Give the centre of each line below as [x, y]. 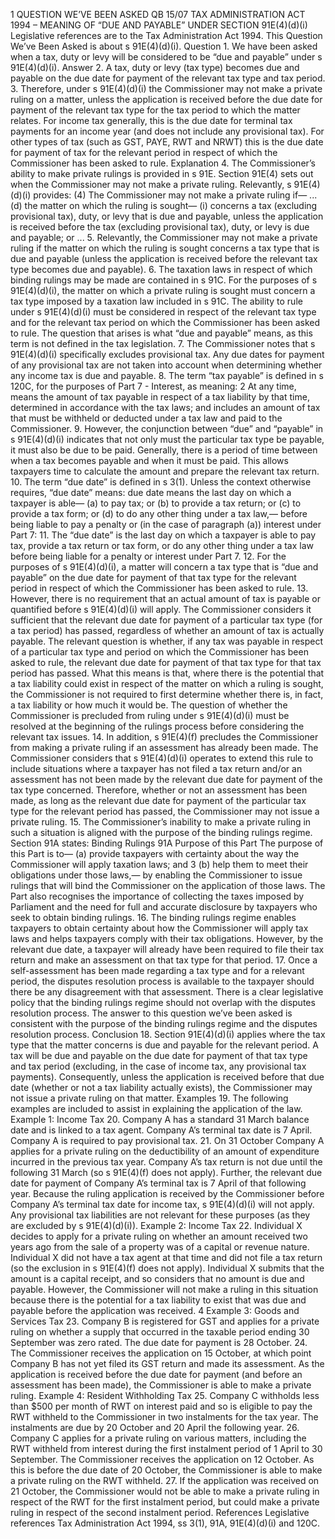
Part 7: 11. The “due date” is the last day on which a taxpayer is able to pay [163, 535]
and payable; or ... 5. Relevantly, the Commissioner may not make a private [164, 237]
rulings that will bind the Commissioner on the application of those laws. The [168, 885]
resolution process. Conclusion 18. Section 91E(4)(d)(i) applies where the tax [168, 1034]
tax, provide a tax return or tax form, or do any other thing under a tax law [162, 545]
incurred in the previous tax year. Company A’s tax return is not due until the [166, 1162]
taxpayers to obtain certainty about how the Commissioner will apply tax [159, 928]
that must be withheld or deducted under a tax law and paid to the [146, 418]
